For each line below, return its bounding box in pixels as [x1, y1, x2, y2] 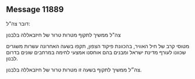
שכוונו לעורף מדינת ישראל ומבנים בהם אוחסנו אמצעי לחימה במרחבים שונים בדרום [6, 49, 186, 56]
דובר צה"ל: [6, 20, 30, 27]
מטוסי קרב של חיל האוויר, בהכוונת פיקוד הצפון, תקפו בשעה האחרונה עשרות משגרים [6, 42, 190, 49]
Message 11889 [6, 5, 64, 15]
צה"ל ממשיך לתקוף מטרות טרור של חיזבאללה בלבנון [6, 31, 121, 38]
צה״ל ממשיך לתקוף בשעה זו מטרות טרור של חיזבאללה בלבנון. [6, 66, 142, 73]
